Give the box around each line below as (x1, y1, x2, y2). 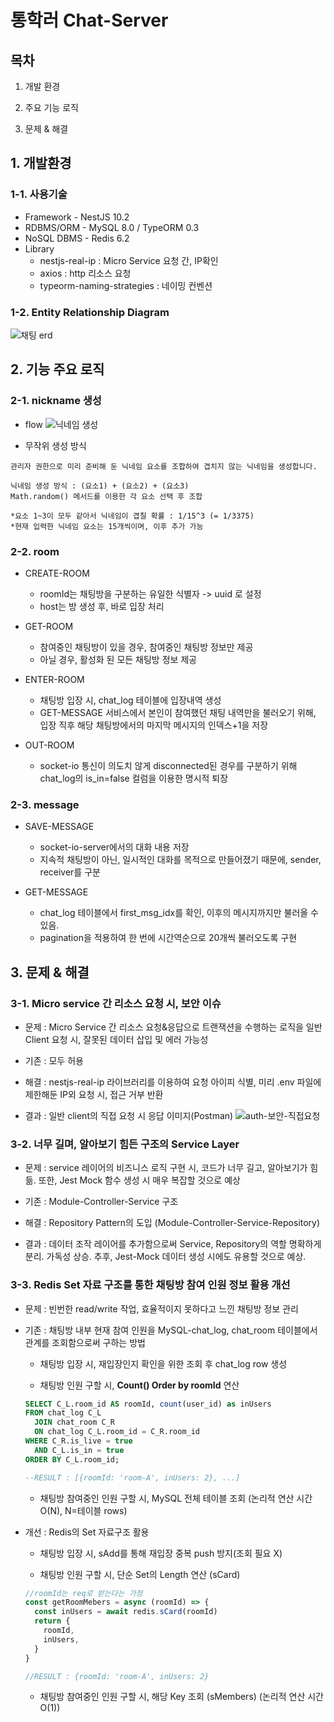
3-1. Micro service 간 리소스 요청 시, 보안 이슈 (10, 996, 222, 1010)
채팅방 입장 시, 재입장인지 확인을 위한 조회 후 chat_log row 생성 (39, 1357, 288, 1370)
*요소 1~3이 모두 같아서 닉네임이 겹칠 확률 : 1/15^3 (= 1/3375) (10, 511, 255, 521)
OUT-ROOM (24, 739, 75, 751)
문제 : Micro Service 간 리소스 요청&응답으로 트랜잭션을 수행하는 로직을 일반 (24, 1021, 323, 1033)
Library (24, 242, 55, 255)
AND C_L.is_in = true (34, 1445, 125, 1455)
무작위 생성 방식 (24, 439, 87, 451)
